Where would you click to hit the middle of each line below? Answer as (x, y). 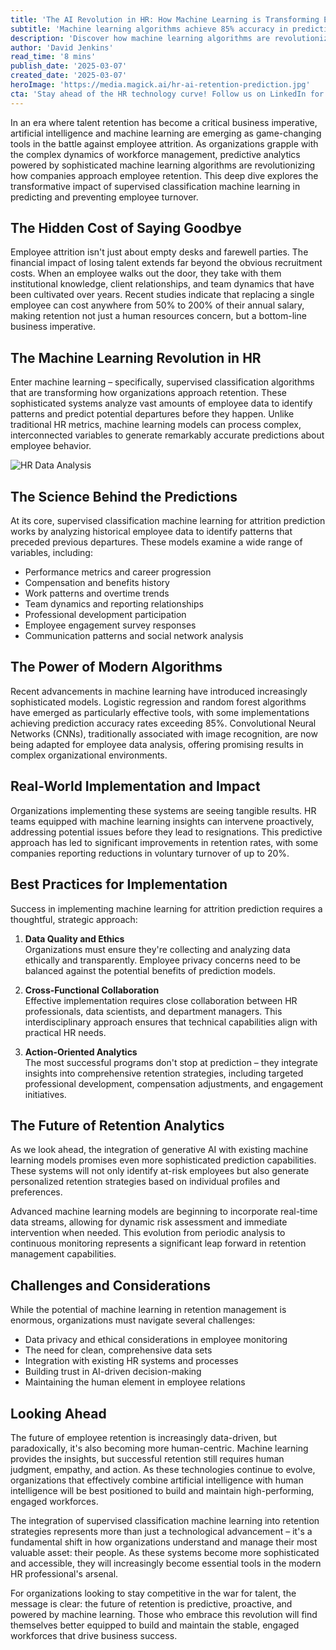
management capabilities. (63, 1254)
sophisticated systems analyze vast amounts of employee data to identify (161, 403)
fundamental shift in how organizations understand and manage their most (164, 1542)
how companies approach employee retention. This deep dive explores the (164, 175)
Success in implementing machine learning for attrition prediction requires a (166, 908)
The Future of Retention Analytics (117, 1125)
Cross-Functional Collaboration (92, 990)
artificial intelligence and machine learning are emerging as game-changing (166, 133)
